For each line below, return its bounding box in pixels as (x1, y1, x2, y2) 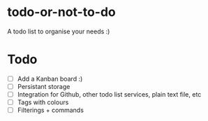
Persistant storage (17, 82, 70, 90)
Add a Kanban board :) (17, 74, 83, 83)
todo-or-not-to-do (7, 4, 117, 20)
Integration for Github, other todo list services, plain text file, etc (17, 90, 202, 98)
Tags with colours (17, 98, 69, 106)
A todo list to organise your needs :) (7, 27, 110, 35)
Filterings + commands (17, 106, 84, 115)
